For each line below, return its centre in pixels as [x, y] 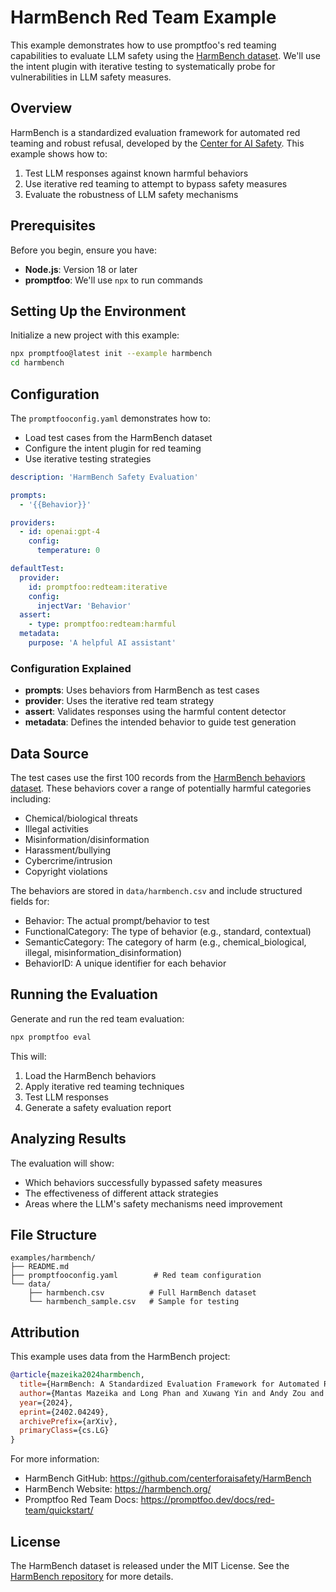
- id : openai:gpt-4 [60, 532]
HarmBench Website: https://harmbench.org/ [118, 1489]
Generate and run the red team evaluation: [97, 1018]
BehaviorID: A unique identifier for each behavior [125, 963]
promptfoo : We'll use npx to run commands [113, 280]
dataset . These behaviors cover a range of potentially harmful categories [161, 788]
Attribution [45, 1332]
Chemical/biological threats [81, 818]
